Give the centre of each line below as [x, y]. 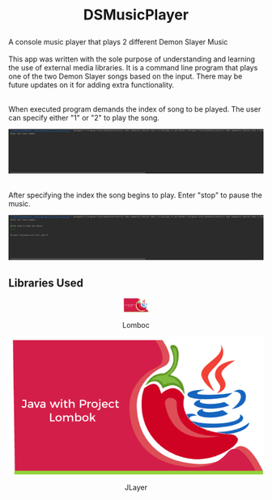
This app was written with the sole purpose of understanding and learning [132, 59]
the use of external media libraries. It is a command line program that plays [133, 68]
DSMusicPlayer [136, 15]
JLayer [136, 488]
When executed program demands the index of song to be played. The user [135, 109]
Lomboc [136, 324]
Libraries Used [46, 283]
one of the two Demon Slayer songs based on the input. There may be [125, 76]
